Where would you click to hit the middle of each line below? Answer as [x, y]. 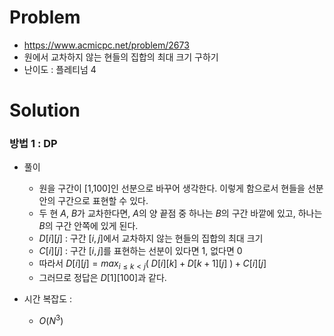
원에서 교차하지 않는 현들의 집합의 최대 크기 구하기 [121, 57]
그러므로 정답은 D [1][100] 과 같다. [102, 278]
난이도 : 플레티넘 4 [60, 69]
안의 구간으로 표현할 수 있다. [93, 201]
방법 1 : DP [33, 144]
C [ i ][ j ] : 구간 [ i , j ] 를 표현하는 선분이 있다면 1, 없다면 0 [140, 251]
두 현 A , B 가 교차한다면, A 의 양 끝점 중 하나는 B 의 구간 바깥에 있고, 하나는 [180, 213]
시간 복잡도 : [48, 299]
